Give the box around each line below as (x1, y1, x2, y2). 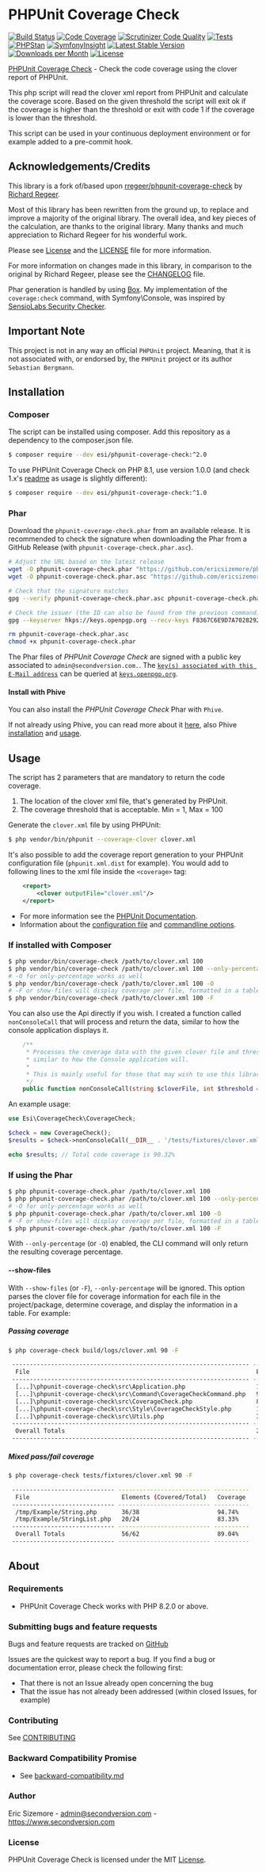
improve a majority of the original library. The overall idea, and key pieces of (8, 213, 256, 223)
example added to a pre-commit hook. (8, 136, 133, 146)
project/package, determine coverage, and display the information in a (8, 1299, 238, 1310)
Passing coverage (8, 1326, 70, 1336)
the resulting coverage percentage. (8, 1247, 123, 1256)
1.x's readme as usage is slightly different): (8, 474, 148, 483)
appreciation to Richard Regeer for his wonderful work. (8, 230, 188, 240)
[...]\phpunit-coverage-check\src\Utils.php (15, 1412, 165, 1421)
